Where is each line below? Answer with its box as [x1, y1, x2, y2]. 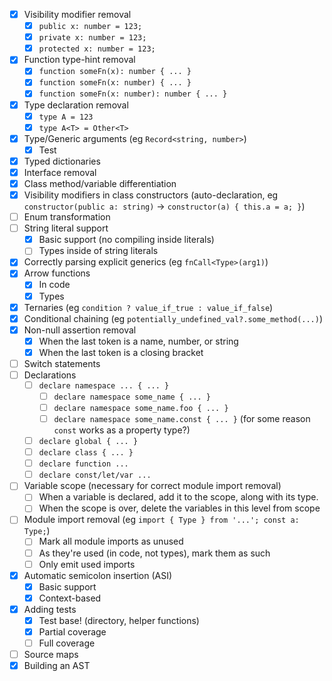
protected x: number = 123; [38, 44, 156, 54]
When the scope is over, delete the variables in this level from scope [38, 502, 321, 514]
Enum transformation [23, 211, 111, 223]
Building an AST [23, 660, 91, 672]
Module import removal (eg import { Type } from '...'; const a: [23, 514, 300, 526]
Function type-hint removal [23, 54, 136, 66]
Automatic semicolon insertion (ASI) [23, 569, 173, 581]
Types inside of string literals [38, 245, 159, 257]
